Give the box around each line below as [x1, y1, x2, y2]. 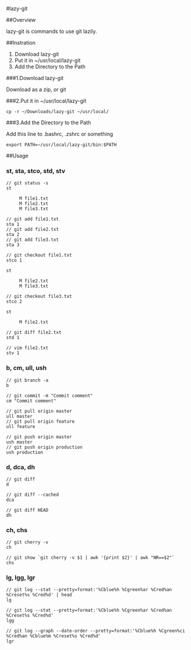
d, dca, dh [6, 463, 35, 471]
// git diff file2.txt [6, 330, 62, 336]
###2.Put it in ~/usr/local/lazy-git [6, 97, 86, 104]
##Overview [6, 16, 36, 23]
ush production [6, 449, 43, 455]
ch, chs [6, 526, 28, 534]
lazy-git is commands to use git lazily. [6, 28, 98, 35]
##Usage [6, 152, 29, 159]
